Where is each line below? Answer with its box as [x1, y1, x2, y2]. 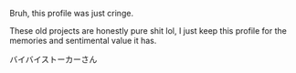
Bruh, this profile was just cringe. [9, 8, 134, 18]
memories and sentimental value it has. [9, 36, 157, 46]
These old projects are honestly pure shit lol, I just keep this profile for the [9, 26, 288, 36]
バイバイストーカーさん [9, 54, 98, 65]
